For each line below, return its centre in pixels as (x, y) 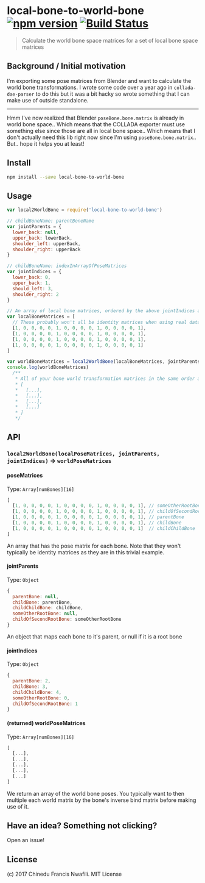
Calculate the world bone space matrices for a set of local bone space (110, 40)
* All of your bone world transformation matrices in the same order (105, 379)
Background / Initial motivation (67, 66)
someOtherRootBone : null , (45, 613)
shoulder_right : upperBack (47, 249)
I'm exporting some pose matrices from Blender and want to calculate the (99, 80)
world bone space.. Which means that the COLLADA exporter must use (96, 124)
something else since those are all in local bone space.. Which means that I (101, 130)
